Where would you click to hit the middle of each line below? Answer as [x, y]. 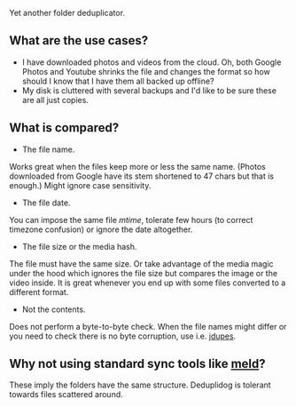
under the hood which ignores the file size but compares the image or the [143, 273]
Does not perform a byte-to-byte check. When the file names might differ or [148, 326]
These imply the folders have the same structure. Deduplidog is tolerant [140, 385]
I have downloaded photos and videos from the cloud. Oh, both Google [152, 62]
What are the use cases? [79, 40]
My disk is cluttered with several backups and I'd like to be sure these [149, 90]
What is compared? [64, 128]
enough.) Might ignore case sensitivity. [80, 185]
